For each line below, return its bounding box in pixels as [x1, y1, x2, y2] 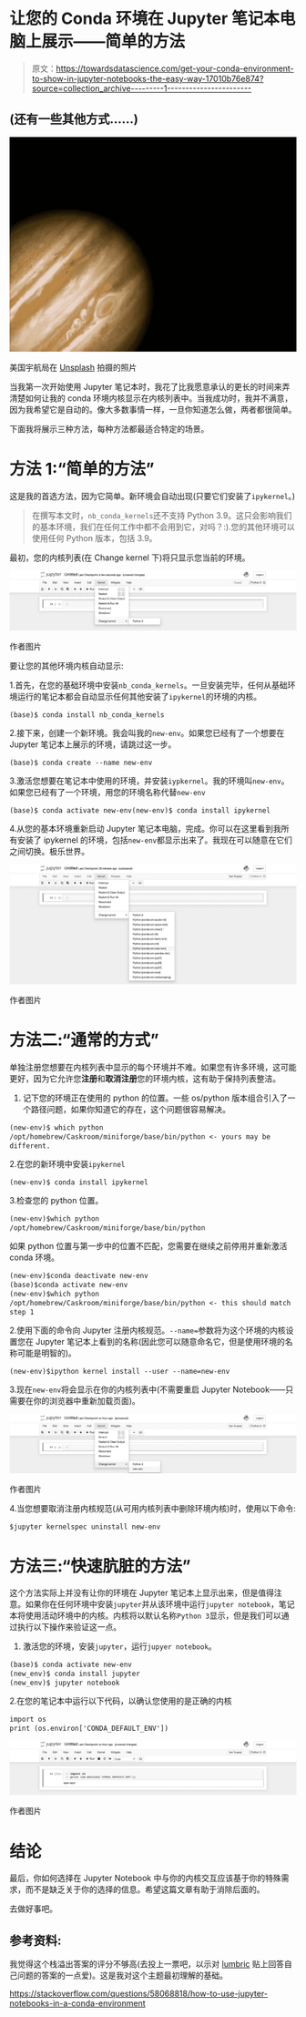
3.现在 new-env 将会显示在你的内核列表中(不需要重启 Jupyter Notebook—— [9, 1384, 286, 1395]
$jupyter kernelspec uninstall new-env [9, 1522, 161, 1531]
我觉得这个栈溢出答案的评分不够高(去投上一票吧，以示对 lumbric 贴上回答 [9, 1959, 285, 1970]
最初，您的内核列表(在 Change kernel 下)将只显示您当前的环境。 [9, 552, 250, 563]
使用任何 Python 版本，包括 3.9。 [31, 533, 158, 544]
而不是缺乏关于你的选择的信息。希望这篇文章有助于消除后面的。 [25, 1884, 265, 1895]
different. [9, 1141, 51, 1151]
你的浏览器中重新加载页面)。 [33, 1395, 141, 1406]
